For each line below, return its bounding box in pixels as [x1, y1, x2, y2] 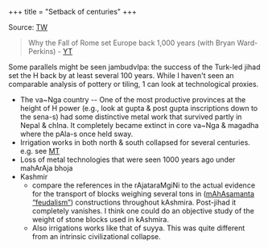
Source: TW [8, 23, 48, 31]
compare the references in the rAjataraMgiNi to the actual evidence [31, 180, 256, 190]
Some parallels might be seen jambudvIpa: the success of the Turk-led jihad [8, 62, 261, 72]
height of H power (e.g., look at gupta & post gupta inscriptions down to [19, 104, 258, 113]
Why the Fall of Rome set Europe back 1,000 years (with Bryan [27, 38, 236, 48]
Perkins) [27, 47, 56, 56]
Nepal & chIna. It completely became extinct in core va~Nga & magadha [19, 121, 259, 130]
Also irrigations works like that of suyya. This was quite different [31, 223, 245, 233]
